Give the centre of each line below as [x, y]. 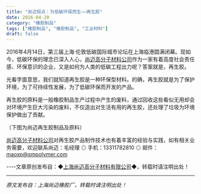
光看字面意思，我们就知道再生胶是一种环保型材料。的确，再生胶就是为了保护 [100, 80]
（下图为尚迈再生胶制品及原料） [45, 128]
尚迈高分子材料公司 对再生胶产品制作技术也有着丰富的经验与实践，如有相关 [98, 140]
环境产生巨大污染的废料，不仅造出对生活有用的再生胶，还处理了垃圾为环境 [103, 107]
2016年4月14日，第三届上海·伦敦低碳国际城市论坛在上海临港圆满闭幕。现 [96, 52]
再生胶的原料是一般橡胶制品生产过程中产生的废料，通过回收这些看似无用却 [98, 100]
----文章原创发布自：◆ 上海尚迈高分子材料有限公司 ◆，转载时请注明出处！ [98, 167]
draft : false [22, 34]
